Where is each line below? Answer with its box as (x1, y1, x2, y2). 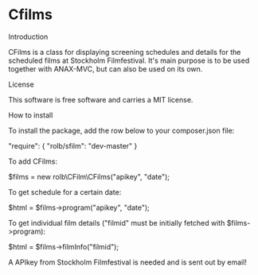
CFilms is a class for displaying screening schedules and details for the (8, 47, 241, 56)
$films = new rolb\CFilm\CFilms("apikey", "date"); (8, 172, 170, 181)
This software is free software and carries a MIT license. (8, 95, 193, 104)
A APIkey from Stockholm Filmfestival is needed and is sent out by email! (8, 257, 247, 267)
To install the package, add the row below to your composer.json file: (8, 126, 235, 135)
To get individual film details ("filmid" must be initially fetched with (8, 218, 225, 227)
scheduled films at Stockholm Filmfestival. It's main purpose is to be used (8, 56, 250, 65)
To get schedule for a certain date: (8, 187, 122, 196)
